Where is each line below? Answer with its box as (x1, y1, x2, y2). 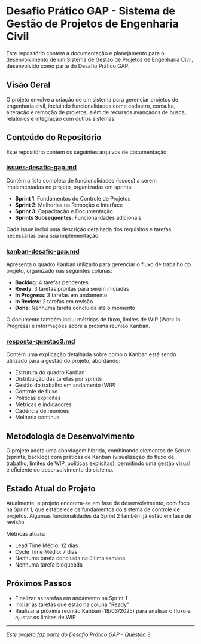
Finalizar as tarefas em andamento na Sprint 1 (14, 594, 127, 601)
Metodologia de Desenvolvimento (6, 431, 135, 441)
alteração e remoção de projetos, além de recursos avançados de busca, (6, 108, 187, 115)
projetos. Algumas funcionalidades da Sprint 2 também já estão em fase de (6, 512, 191, 520)
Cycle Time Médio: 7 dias (14, 548, 78, 556)
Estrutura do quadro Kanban (14, 369, 85, 376)
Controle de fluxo (14, 388, 58, 395)
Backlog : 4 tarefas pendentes (14, 279, 89, 286)
